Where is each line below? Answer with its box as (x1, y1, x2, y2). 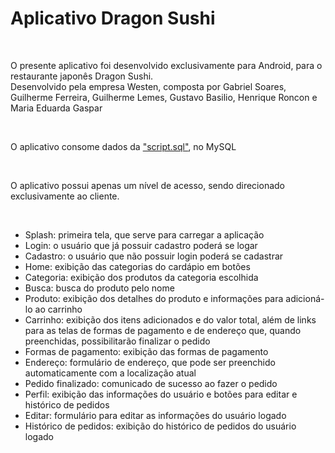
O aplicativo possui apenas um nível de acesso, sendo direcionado (10, 179, 285, 191)
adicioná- (285, 292, 325, 304)
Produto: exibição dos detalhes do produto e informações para (24, 292, 284, 304)
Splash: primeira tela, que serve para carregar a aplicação (24, 228, 265, 241)
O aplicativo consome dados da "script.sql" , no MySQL (10, 140, 237, 152)
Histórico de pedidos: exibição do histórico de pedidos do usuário (24, 420, 297, 432)
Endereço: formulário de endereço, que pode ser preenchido (24, 356, 276, 368)
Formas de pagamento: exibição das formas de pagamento (24, 345, 269, 357)
